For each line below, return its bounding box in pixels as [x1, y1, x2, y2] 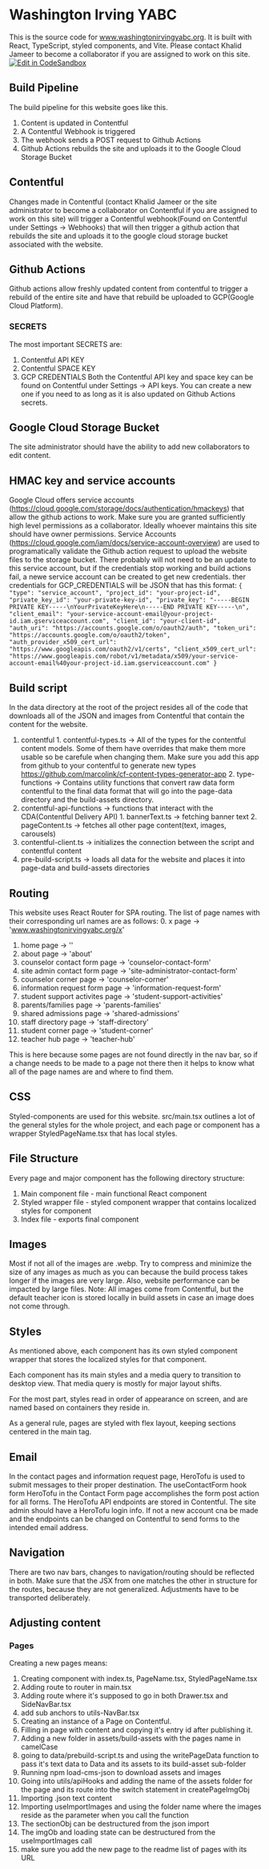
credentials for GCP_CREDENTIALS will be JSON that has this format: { [9, 581, 243, 590]
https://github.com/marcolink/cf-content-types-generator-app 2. [20, 769, 235, 779]
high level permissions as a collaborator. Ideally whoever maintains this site [9, 520, 257, 531]
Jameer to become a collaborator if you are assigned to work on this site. [9, 49, 251, 59]
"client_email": [9, 610, 63, 618]
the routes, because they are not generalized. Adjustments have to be [9, 1584, 239, 1594]
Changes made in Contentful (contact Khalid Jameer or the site [9, 197, 217, 206]
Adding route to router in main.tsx [20, 1683, 132, 1692]
